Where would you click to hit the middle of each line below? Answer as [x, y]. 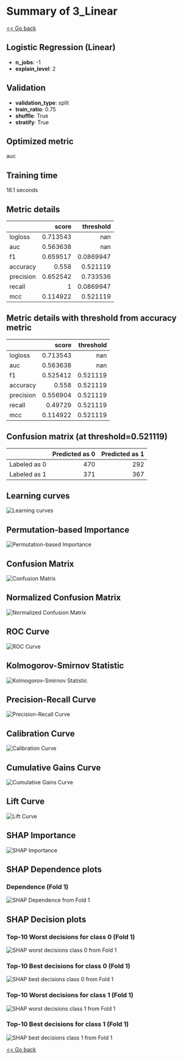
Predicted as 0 [74, 454]
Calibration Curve [41, 733]
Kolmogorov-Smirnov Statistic [65, 666]
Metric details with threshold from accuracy [91, 318]
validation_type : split [42, 103]
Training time [32, 175]
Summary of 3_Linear [62, 11]
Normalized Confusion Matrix [63, 598]
